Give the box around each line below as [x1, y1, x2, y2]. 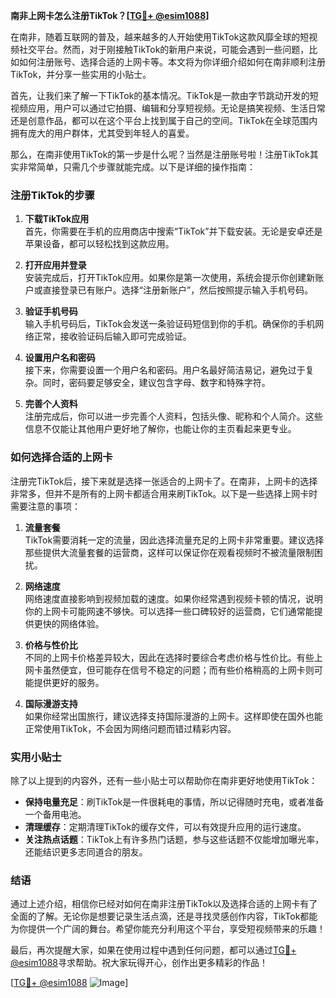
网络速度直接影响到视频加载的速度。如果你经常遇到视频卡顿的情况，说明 [24, 592, 323, 604]
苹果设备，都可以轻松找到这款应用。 [24, 238, 175, 250]
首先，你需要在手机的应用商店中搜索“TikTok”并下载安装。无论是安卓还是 [24, 225, 323, 238]
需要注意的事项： [10, 500, 81, 512]
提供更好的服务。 [33, 676, 105, 688]
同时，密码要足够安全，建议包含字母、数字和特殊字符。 [42, 377, 271, 389]
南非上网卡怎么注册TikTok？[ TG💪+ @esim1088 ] [10, 10, 210, 21]
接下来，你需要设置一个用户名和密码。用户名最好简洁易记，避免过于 [24, 364, 306, 376]
